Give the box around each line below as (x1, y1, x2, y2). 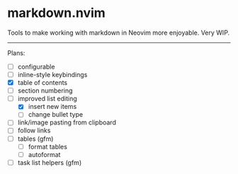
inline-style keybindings (17, 71, 88, 79)
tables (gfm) (17, 134, 54, 143)
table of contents (17, 79, 68, 87)
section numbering (17, 86, 73, 95)
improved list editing (17, 94, 78, 103)
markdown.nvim (7, 5, 106, 21)
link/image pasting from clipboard (17, 118, 117, 127)
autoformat (28, 150, 61, 158)
